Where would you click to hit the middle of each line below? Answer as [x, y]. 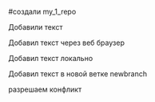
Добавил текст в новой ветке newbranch [78, 74]
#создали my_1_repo [42, 12]
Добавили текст [36, 27]
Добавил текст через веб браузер [67, 43]
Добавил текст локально [51, 58]
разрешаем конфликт [45, 89]
